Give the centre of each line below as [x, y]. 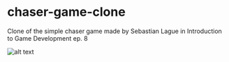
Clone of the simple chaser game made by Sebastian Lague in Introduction [114, 31]
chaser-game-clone [66, 12]
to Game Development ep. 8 [48, 38]
